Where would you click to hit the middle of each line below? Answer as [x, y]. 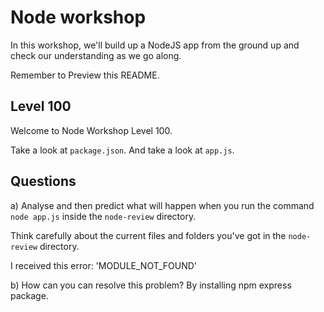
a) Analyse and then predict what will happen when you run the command [162, 205]
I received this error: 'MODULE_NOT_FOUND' [104, 265]
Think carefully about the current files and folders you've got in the [148, 235]
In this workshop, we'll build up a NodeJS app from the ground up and [155, 45]
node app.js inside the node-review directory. [103, 216]
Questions [43, 181]
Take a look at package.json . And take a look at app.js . [122, 150]
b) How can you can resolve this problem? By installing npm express [151, 285]
